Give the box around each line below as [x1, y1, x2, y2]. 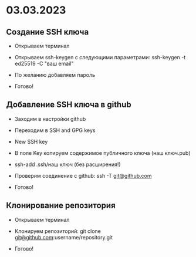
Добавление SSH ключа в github [6, 100, 132, 110]
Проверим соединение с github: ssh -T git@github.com [14, 172, 152, 179]
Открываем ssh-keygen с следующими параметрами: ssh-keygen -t [14, 54, 186, 60]
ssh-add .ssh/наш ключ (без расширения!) [14, 161, 121, 168]
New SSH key [14, 138, 48, 145]
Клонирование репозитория [6, 201, 116, 211]
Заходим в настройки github [14, 115, 86, 122]
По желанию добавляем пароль [14, 72, 96, 78]
